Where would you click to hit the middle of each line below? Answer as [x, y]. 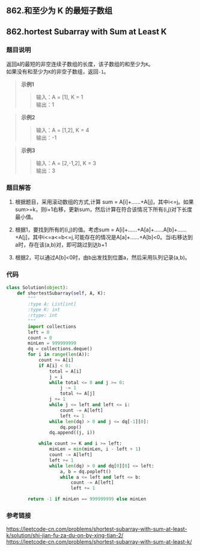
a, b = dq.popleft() [86, 471]
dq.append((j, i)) [72, 433]
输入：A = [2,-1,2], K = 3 [66, 163]
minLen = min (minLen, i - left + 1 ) [95, 449]
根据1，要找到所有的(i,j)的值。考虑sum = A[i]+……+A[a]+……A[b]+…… [101, 230]
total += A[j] [77, 394]
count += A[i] [56, 360]
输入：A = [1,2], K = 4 [62, 130]
